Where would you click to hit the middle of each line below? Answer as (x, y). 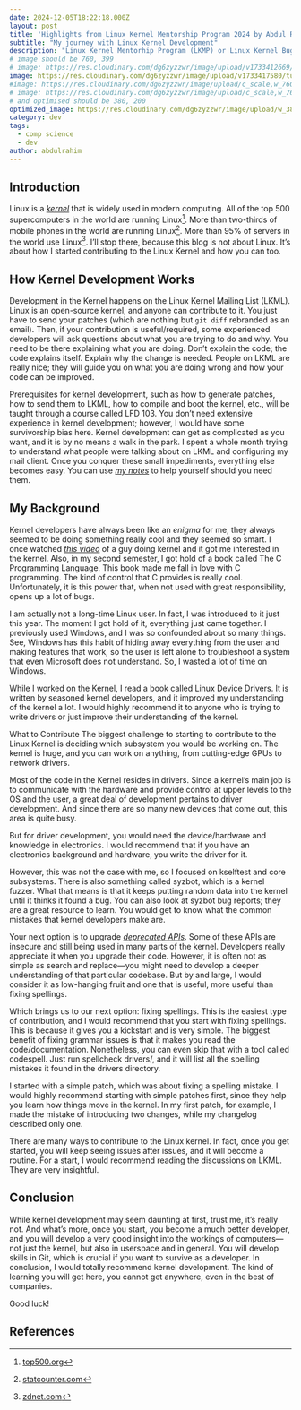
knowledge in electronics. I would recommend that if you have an (129, 845)
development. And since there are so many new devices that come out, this (148, 809)
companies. (31, 1285)
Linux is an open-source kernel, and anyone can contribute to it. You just (143, 311)
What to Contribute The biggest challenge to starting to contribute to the (143, 735)
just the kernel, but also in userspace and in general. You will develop (151, 1248)
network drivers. (39, 763)
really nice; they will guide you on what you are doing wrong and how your (146, 367)
